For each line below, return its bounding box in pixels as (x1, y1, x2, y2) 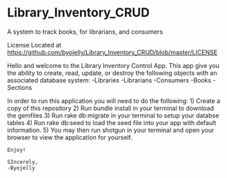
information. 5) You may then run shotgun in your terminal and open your (7, 126, 215, 134)
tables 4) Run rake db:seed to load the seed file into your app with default (7, 118, 217, 126)
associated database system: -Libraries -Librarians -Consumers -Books (7, 76, 212, 84)
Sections (7, 83, 32, 91)
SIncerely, (7, 158, 39, 166)
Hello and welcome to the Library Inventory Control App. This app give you (7, 61, 219, 69)
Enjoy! (7, 146, 26, 153)
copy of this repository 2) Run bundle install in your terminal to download (7, 104, 215, 112)
